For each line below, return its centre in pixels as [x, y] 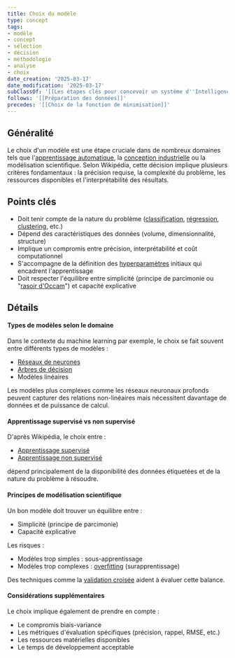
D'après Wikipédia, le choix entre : [57, 437]
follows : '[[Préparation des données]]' [67, 99]
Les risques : [26, 545]
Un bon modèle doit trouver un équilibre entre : [75, 510]
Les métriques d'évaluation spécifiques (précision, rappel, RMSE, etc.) [119, 632]
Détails [23, 308]
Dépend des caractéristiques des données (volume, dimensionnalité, [116, 233]
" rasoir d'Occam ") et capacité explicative [77, 286]
